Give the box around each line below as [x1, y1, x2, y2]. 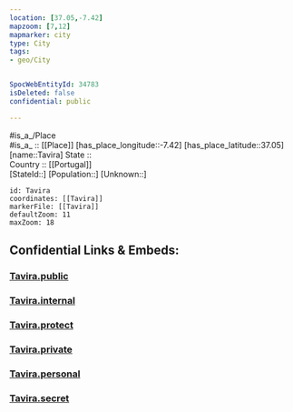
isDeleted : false [9, 88, 75, 97]
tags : [9, 47, 30, 56]
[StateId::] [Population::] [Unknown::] [9, 168, 147, 179]
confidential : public [9, 96, 92, 106]
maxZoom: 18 [9, 217, 54, 227]
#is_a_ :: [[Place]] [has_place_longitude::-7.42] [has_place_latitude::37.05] [9, 139, 284, 150]
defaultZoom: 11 [9, 210, 71, 219]
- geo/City [9, 55, 51, 65]
